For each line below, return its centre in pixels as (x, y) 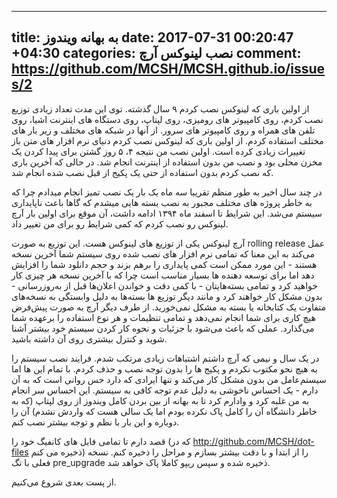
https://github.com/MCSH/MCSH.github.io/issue (168, 69)
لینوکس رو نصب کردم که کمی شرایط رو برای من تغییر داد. (120, 223)
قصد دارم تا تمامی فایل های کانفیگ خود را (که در (101, 441)
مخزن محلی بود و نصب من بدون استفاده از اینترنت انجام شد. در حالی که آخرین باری (167, 162)
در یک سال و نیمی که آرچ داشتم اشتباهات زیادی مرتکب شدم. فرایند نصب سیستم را (165, 358)
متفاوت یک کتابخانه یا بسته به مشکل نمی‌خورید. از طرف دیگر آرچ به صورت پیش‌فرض (168, 307)
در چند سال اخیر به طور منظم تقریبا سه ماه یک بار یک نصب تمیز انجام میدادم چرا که (167, 192)
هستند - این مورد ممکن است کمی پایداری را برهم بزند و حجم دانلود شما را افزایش (164, 264)
